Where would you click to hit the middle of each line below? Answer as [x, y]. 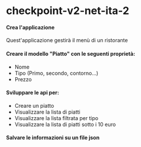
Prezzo [23, 79]
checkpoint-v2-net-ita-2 [68, 11]
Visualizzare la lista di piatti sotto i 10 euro [65, 124]
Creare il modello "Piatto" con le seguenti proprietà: [71, 53]
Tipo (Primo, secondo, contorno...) [56, 73]
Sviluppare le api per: [33, 93]
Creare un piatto [34, 105]
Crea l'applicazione [30, 27]
